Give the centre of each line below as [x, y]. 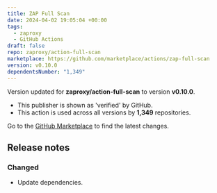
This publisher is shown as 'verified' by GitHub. [85, 105]
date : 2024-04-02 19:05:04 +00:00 [57, 20]
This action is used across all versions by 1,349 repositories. [104, 112]
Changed [23, 167]
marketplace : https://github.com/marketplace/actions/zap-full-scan [108, 59]
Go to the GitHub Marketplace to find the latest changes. [88, 126]
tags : [15, 26]
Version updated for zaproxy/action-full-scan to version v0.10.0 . [101, 92]
